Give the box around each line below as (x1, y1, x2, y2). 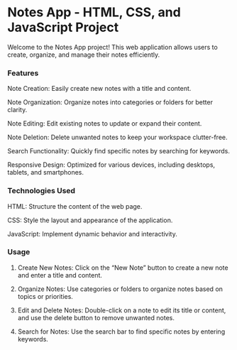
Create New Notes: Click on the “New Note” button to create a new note (17, 263, 228, 272)
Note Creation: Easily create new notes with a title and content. (7, 84, 192, 93)
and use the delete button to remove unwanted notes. (17, 313, 175, 322)
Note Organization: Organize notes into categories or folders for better (7, 98, 213, 106)
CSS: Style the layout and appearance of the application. (7, 216, 173, 224)
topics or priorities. (17, 292, 73, 300)
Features (7, 68, 39, 78)
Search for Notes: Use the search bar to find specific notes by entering (17, 327, 226, 336)
